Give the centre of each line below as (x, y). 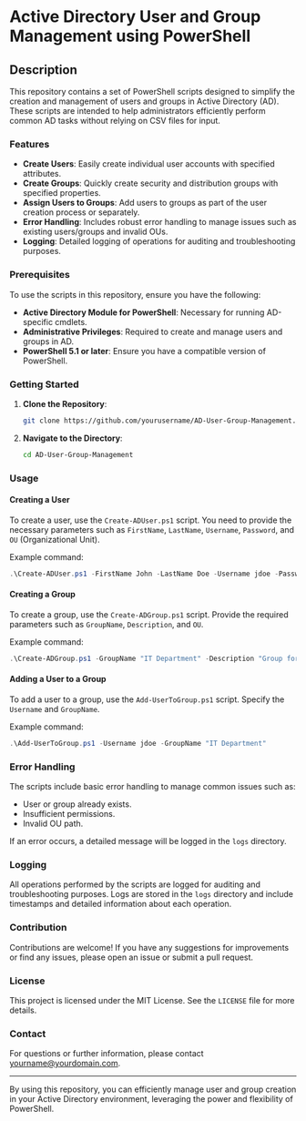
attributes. (42, 174)
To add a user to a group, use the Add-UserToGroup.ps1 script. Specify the (147, 699)
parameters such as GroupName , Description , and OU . (107, 624)
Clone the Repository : (65, 403)
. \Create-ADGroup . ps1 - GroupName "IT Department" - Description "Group (146, 658)
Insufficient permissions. (69, 814)
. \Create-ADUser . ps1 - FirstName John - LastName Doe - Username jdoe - (144, 574)
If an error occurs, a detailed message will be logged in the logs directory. (148, 841)
